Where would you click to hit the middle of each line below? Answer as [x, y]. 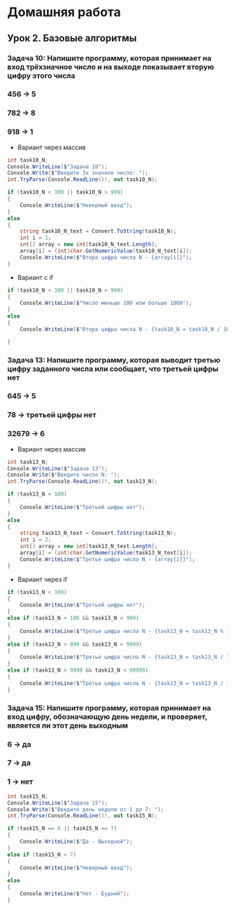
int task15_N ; [28, 796]
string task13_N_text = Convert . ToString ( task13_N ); [98, 534]
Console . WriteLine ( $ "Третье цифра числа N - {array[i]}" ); [108, 559]
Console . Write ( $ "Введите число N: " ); [64, 475]
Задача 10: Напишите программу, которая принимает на [109, 58]
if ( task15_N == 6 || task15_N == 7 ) [62, 829]
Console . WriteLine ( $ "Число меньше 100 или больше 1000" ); [106, 303]
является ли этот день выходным [67, 725]
